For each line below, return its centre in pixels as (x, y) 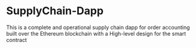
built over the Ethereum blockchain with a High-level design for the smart (96, 33)
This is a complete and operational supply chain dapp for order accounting (98, 27)
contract (16, 40)
